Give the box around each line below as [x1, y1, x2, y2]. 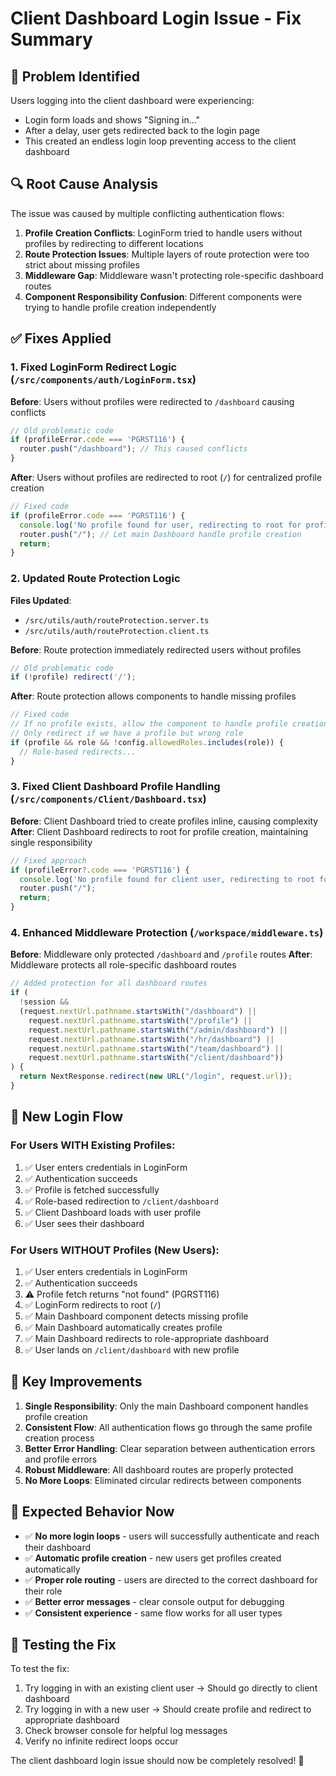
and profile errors [24, 1453, 98, 1465]
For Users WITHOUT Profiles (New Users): [10, 1243, 220, 1257]
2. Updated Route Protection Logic [10, 572, 181, 586]
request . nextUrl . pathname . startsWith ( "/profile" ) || [28, 1015, 253, 1026]
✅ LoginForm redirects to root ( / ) [24, 1298, 162, 1311]
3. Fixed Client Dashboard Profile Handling [10, 780, 221, 794]
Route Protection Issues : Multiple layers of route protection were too [24, 248, 310, 260]
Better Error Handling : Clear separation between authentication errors [24, 1442, 316, 1454]
